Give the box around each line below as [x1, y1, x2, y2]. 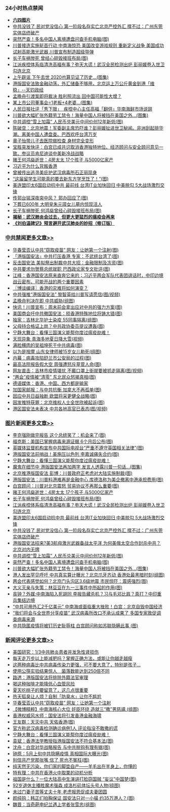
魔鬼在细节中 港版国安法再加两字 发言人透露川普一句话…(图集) [12, 463, 142, 470]
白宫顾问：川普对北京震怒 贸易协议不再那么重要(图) [12, 483, 119, 489]
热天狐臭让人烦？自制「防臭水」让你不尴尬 [12, 694, 102, 700]
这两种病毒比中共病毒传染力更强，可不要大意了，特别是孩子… [12, 662, 141, 668]
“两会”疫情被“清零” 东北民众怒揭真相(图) [12, 373, 96, 380]
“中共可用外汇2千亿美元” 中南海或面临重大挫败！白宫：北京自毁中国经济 [12, 603, 163, 609]
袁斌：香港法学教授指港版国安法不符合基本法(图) [12, 738, 114, 744]
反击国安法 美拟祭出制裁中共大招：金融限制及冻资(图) [12, 259, 124, 265]
